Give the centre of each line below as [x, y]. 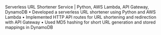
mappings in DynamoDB [29, 27]
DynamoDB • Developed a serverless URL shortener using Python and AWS [80, 12]
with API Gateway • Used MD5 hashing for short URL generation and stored [80, 22]
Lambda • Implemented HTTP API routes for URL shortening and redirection [80, 17]
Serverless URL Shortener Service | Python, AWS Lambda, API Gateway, [77, 7]
